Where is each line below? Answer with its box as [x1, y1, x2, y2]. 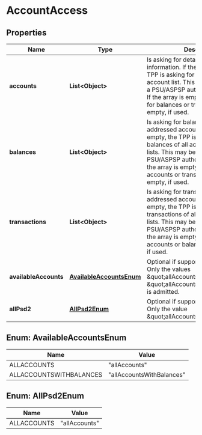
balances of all [147, 141, 188, 148]
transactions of [147, 210, 189, 218]
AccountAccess [6, 4, 88, 17]
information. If [147, 63, 186, 71]
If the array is [147, 93, 185, 101]
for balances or [147, 100, 190, 109]
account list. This [147, 78, 195, 86]
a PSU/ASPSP [147, 85, 186, 94]
